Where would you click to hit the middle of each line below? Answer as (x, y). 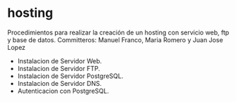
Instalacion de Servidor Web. (60, 60)
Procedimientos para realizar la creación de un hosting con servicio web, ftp (118, 32)
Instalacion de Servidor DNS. (60, 83)
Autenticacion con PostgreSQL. (63, 91)
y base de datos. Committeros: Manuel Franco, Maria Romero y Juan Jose (116, 39)
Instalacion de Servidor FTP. (59, 68)
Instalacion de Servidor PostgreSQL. (70, 76)
